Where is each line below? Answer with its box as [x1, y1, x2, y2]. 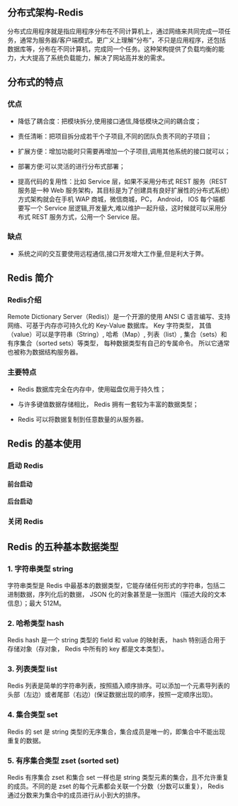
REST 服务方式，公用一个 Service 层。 [31, 212, 144, 221]
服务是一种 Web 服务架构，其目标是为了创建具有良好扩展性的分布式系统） [17, 186, 230, 194]
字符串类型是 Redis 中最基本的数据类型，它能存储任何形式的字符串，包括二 [7, 581, 226, 590]
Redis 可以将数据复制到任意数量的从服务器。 [17, 415, 148, 423]
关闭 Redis [7, 517, 44, 527]
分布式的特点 [7, 77, 64, 89]
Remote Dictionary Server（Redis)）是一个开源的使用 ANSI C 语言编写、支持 [7, 313, 231, 321]
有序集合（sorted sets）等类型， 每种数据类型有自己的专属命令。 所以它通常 [7, 339, 230, 347]
